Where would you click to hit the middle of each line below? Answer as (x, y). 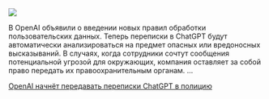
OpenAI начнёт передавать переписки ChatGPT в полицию (110, 86)
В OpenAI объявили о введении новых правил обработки (107, 28)
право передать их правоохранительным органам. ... (101, 70)
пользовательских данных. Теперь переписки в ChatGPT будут (118, 36)
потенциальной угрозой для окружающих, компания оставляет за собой (135, 62)
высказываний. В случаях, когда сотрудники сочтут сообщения (119, 53)
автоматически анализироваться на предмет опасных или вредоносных (134, 45)
